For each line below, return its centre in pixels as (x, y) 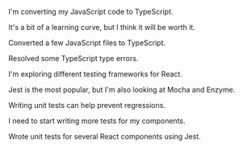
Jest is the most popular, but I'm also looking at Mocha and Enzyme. (122, 89)
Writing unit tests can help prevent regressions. (87, 105)
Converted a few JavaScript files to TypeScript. (87, 43)
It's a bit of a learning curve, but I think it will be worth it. (102, 27)
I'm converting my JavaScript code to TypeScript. (91, 12)
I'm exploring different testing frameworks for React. (96, 74)
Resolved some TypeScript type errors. (73, 58)
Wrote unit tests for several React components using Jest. (105, 137)
